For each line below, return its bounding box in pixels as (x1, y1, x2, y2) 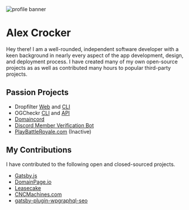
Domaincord (14, 116, 45, 123)
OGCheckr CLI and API (14, 109, 70, 116)
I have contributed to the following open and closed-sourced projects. (6, 161, 176, 168)
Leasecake (14, 184, 41, 191)
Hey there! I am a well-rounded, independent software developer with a (6, 45, 179, 52)
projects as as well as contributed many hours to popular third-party (6, 64, 171, 71)
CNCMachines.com (14, 191, 62, 198)
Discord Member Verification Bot (14, 121, 94, 128)
